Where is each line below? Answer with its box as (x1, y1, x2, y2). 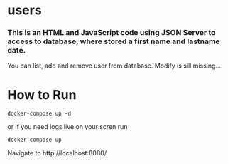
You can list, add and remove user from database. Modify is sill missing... (7, 61, 222, 70)
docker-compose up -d (7, 110, 72, 118)
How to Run (7, 86, 77, 103)
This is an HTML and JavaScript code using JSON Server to (7, 28, 216, 38)
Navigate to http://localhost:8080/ (7, 149, 107, 158)
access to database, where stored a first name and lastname (7, 36, 220, 46)
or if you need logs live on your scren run (7, 123, 128, 131)
